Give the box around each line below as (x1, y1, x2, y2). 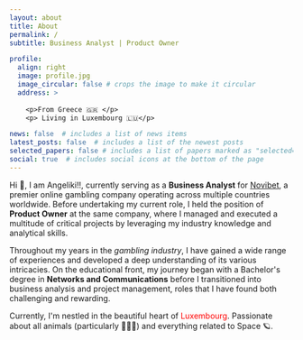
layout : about (9, 13, 63, 23)
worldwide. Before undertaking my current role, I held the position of (9, 198, 264, 209)
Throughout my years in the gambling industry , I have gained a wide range (9, 244, 287, 255)
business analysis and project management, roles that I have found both (9, 283, 278, 294)
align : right (17, 63, 67, 72)
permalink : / (9, 30, 59, 39)
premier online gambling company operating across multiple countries (9, 188, 271, 199)
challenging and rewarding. (9, 292, 111, 303)
